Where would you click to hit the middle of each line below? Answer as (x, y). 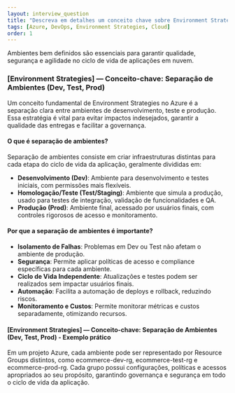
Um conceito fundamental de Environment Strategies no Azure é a (102, 103)
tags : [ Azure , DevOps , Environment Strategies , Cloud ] (89, 27)
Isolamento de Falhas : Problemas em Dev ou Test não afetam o (109, 247)
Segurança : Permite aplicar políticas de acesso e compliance (106, 261)
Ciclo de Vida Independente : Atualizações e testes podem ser (107, 276)
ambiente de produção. (51, 254)
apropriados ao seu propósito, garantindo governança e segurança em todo (116, 375)
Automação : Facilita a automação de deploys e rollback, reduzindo (114, 291)
